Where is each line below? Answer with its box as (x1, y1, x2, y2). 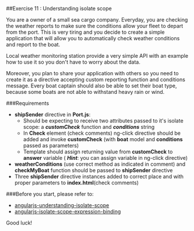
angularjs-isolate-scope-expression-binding (14, 208, 121, 215)
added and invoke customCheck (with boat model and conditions (23, 136, 183, 142)
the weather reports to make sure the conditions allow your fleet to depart (6, 23, 184, 29)
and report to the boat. (6, 41, 61, 48)
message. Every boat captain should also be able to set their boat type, (6, 82, 177, 89)
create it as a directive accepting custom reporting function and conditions (6, 76, 185, 83)
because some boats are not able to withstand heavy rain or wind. (6, 89, 165, 95)
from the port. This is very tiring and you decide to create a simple (6, 29, 165, 36)
